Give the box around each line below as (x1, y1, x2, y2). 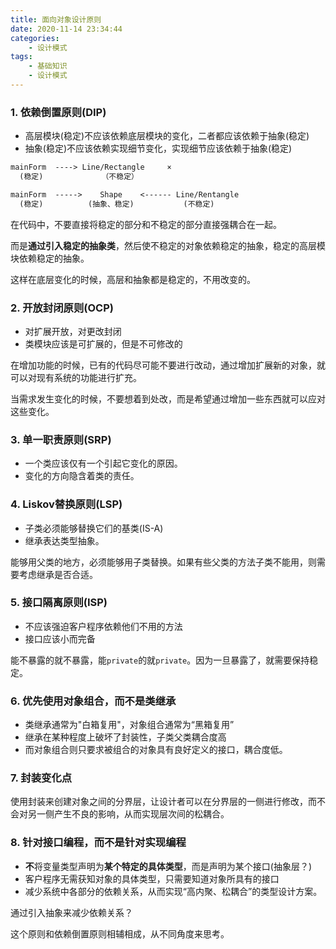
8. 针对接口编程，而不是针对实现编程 (10, 836, 187, 850)
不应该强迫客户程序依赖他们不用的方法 (24, 620, 183, 632)
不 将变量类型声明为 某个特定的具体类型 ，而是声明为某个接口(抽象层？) (24, 860, 313, 872)
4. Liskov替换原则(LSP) (10, 497, 123, 511)
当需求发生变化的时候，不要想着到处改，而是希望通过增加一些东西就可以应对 (10, 392, 326, 405)
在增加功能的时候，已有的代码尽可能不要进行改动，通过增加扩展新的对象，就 (10, 359, 326, 371)
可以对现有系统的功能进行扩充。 (10, 371, 142, 383)
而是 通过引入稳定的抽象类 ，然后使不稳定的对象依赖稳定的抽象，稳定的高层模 (10, 239, 326, 251)
